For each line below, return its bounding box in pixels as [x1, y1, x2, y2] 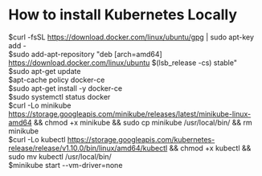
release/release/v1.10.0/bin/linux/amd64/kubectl [8, 143, 168, 153]
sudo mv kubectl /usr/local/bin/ [8, 151, 113, 162]
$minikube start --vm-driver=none [8, 160, 123, 170]
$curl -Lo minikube [8, 100, 72, 110]
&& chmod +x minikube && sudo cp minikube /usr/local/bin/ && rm [33, 117, 252, 127]
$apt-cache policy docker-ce [8, 75, 105, 84]
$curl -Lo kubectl [8, 134, 66, 144]
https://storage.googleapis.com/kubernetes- [67, 134, 215, 144]
